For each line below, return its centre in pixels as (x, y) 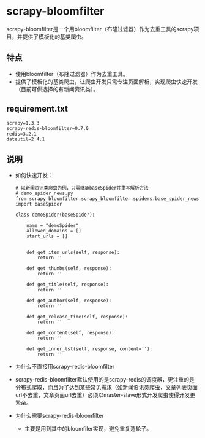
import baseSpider (39, 204)
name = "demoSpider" (53, 226)
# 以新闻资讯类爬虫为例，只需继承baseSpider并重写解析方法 (82, 188)
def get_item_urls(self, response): (73, 253)
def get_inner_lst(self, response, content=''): (90, 349)
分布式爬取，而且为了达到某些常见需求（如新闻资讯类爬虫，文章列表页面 (106, 387)
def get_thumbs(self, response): (69, 269)
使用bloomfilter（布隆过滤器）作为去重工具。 (72, 74)
